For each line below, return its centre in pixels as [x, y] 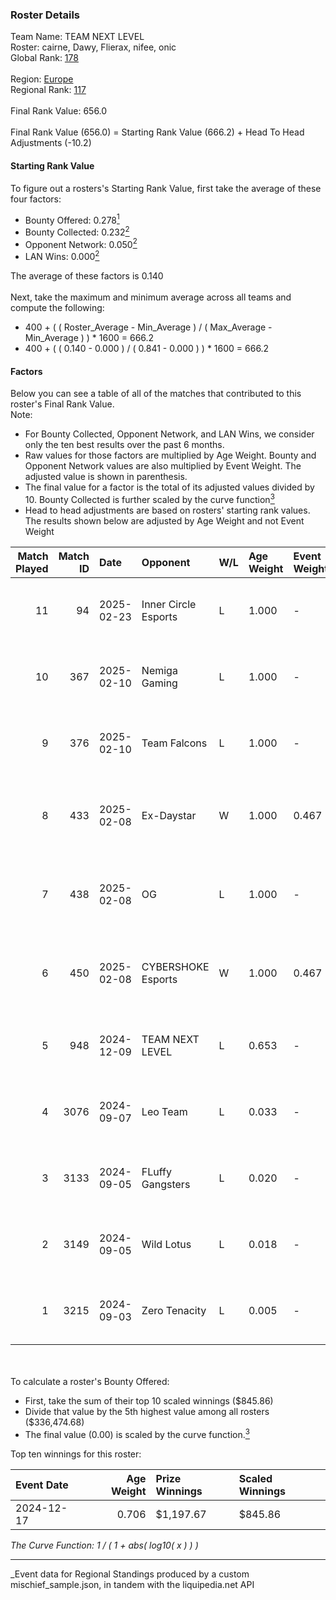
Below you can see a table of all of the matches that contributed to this [156, 394]
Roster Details [45, 15]
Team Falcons [174, 743]
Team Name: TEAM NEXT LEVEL [77, 37]
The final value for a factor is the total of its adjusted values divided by [169, 487]
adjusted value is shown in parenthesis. [106, 477]
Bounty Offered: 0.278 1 [72, 219]
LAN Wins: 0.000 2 [62, 256]
